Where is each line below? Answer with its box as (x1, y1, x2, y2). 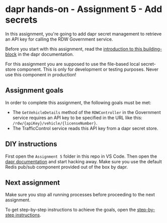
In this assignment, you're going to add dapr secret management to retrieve (5, 31, 162, 37)
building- (143, 46, 162, 52)
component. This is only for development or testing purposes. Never (17, 66, 159, 72)
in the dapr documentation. (17, 51, 74, 57)
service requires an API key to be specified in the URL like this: (12, 115, 142, 121)
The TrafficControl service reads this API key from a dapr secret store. (12, 125, 158, 131)
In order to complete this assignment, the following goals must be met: (5, 99, 151, 105)
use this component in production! (5, 71, 76, 77)
